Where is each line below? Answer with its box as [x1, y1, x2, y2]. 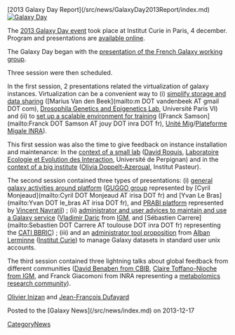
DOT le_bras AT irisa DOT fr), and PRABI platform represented [45, 198, 224, 207]
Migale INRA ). [7, 127, 48, 135]
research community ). [7, 279, 72, 287]
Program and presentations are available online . [7, 34, 145, 42]
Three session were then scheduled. [7, 69, 113, 76]
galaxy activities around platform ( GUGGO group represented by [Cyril [7, 184, 210, 192]
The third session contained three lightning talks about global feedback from [7, 257, 229, 265]
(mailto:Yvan [7, 198, 44, 207]
